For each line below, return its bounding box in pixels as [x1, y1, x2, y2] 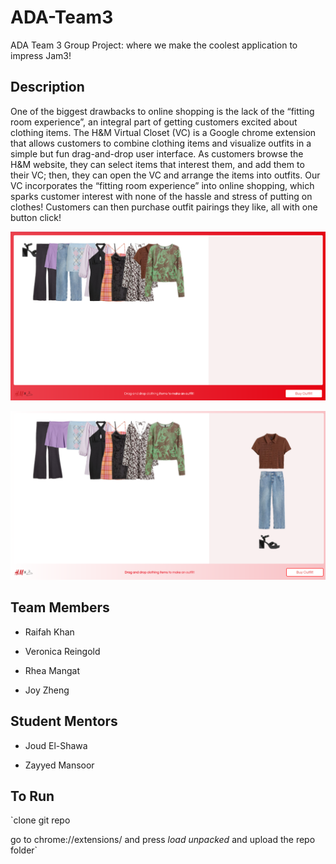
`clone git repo [10, 814, 71, 826]
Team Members [10, 599, 110, 616]
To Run [10, 787, 55, 805]
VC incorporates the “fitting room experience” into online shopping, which [10, 179, 315, 191]
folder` [10, 844, 38, 856]
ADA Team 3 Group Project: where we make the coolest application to [10, 39, 298, 51]
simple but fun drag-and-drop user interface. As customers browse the [10, 147, 304, 160]
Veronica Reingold [24, 645, 101, 657]
